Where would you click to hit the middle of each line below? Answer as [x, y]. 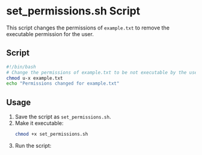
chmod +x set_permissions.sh [51, 134]
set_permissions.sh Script [73, 11]
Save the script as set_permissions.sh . [63, 117]
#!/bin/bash [21, 67]
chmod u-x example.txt [35, 78]
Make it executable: [39, 123]
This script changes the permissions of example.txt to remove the [88, 28]
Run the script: [33, 145]
